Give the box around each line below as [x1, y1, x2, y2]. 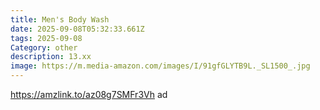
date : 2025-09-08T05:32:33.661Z [10, 24, 145, 34]
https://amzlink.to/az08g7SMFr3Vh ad [10, 89, 168, 100]
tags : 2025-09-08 [10, 33, 83, 43]
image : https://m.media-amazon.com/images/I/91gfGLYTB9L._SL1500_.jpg [10, 61, 311, 71]
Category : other [10, 42, 78, 53]
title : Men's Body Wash [10, 14, 110, 25]
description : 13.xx [10, 52, 92, 62]
